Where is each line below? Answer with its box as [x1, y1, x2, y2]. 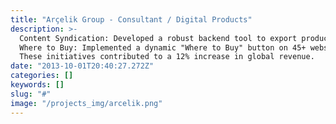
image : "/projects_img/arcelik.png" [10, 98, 163, 108]
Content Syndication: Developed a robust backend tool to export [19, 33, 298, 43]
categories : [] [10, 71, 74, 81]
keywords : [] [10, 80, 65, 90]
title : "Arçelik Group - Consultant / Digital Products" [10, 14, 253, 25]
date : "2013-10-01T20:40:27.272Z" [10, 61, 155, 71]
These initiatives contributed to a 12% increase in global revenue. [19, 52, 315, 62]
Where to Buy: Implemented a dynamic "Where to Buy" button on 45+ [19, 42, 307, 53]
